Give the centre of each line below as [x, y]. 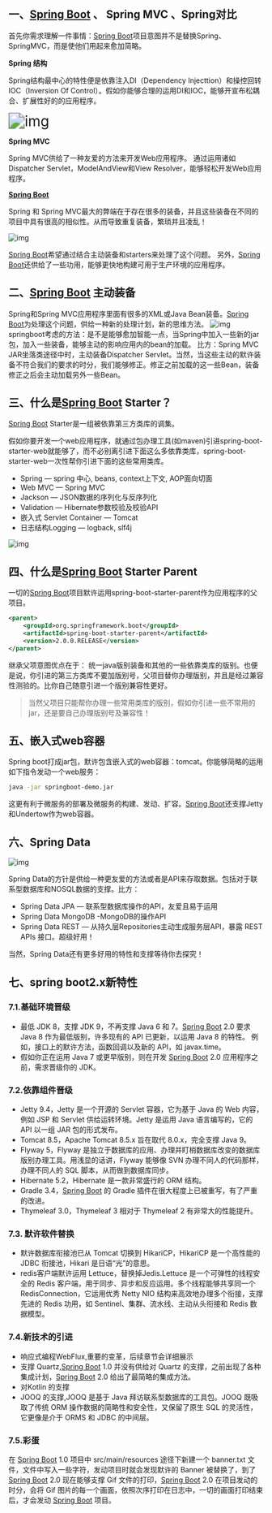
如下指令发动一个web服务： [55, 772]
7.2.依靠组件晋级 [40, 1090]
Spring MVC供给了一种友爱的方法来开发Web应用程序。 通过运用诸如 [122, 158]
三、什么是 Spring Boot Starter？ [90, 403]
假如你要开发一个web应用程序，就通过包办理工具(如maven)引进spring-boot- [136, 441]
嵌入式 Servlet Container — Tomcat [79, 517]
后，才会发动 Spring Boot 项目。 [62, 1500]
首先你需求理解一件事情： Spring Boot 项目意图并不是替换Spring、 [117, 36]
